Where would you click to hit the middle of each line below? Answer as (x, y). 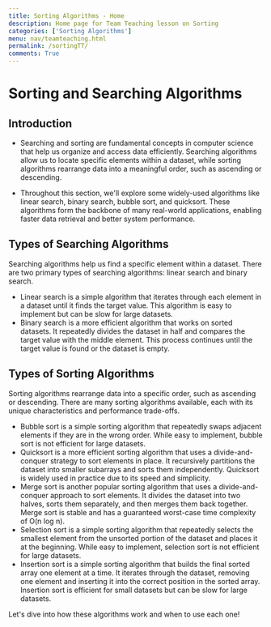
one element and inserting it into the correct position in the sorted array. (140, 581)
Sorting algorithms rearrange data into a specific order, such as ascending (132, 393)
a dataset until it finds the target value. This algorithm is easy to (126, 305)
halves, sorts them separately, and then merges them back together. (134, 504)
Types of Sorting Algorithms (81, 374)
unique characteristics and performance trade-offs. (94, 411)
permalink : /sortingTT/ (49, 46)
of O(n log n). (42, 521)
